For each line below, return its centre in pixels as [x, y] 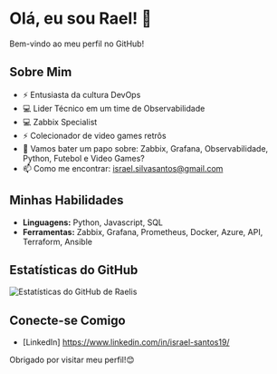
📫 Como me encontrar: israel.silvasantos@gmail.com [123, 168]
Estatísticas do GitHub [74, 270]
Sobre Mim [41, 72]
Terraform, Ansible [57, 241]
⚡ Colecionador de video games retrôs [94, 135]
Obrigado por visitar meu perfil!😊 [72, 360]
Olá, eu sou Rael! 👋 [81, 19]
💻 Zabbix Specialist [60, 122]
